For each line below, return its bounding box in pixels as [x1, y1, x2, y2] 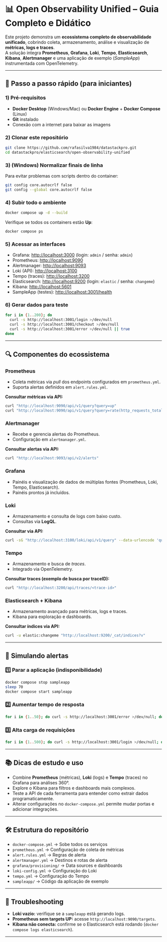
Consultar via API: [5, 528, 44, 534]
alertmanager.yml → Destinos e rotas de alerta [12, 857, 108, 863]
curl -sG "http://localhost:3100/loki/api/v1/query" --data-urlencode [5, 537, 155, 542]
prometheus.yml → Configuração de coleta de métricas [12, 846, 124, 853]
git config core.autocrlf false [5, 182, 72, 188]
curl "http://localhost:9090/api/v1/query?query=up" [5, 404, 117, 409]
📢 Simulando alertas [5, 651, 69, 660]
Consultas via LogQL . [12, 518, 57, 524]
